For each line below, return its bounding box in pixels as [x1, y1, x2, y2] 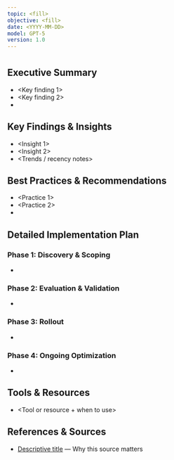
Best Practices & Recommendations [7, 174, 167, 186]
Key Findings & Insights [7, 121, 112, 133]
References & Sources [7, 426, 107, 438]
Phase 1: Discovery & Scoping [7, 250, 111, 260]
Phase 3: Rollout [7, 317, 65, 327]
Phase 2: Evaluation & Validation [7, 283, 120, 293]
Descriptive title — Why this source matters [17, 445, 143, 453]
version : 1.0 [7, 37, 46, 44]
